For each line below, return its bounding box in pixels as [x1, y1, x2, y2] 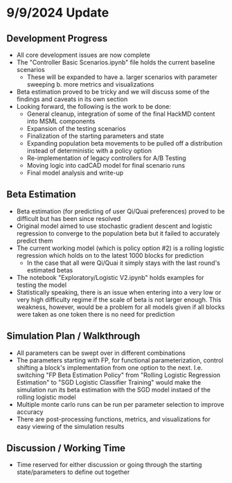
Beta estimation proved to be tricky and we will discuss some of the [16, 88, 210, 96]
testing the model [16, 281, 67, 289]
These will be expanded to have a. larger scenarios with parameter [26, 73, 217, 81]
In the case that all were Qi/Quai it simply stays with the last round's [26, 258, 221, 267]
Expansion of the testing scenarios [26, 125, 126, 132]
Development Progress [6, 33, 108, 44]
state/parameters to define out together [16, 468, 130, 476]
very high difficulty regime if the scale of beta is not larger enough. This [16, 295, 222, 304]
